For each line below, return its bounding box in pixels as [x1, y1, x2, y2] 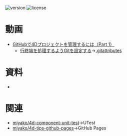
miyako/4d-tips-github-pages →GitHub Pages [12, 125, 106, 131]
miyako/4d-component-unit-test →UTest [12, 119, 95, 125]
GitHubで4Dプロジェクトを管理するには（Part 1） [12, 41, 115, 47]
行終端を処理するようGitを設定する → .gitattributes [19, 47, 122, 53]
